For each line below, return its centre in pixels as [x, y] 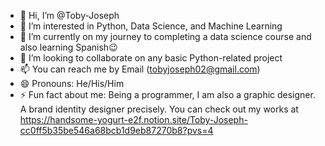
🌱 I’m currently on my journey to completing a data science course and [165, 36]
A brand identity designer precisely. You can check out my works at [159, 109]
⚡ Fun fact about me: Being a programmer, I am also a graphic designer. [167, 94]
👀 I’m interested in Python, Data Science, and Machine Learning [151, 26]
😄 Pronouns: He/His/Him [72, 83]
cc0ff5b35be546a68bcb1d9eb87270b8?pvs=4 [116, 130]
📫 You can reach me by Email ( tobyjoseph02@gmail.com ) [140, 69]
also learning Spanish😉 [68, 47]
